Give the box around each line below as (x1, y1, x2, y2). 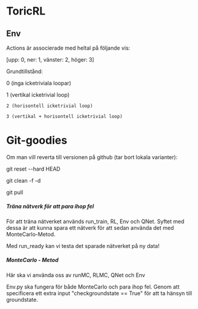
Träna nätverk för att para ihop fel (6, 203, 94, 210)
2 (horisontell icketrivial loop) (6, 103, 94, 109)
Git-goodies (6, 134, 68, 148)
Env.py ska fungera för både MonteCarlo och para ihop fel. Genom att (6, 283, 180, 290)
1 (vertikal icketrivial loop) (6, 91, 70, 98)
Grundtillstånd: (6, 68, 43, 75)
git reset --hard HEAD (6, 165, 60, 172)
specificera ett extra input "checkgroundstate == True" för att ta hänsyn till (6, 289, 192, 297)
